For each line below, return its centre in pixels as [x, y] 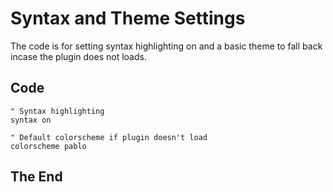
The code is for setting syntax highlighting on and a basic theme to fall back [166, 46]
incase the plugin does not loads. [78, 56]
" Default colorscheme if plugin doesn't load [109, 137]
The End [36, 177]
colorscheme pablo [48, 146]
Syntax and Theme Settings [128, 18]
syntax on [31, 120]
